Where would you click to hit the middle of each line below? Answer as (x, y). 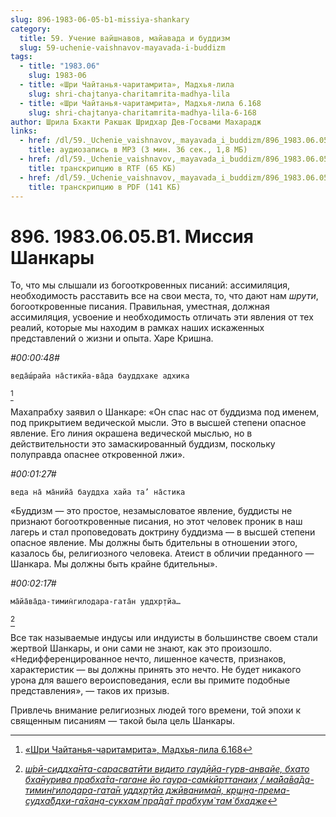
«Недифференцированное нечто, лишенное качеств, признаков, (148, 659)
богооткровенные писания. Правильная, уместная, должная (140, 307)
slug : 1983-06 (57, 76)
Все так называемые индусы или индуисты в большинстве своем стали (164, 638)
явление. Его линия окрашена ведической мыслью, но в (131, 433)
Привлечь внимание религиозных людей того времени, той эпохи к (156, 710)
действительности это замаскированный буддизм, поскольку (143, 444)
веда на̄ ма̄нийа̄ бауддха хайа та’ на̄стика (98, 492)
